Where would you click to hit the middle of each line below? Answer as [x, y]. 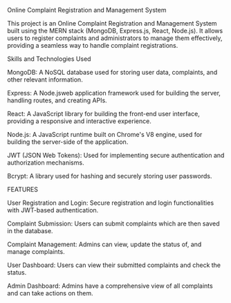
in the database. [30, 231]
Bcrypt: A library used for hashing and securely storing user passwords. [110, 176]
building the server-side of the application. [68, 142]
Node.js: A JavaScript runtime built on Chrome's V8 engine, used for [105, 135]
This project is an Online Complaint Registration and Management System [112, 23]
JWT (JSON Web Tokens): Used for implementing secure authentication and [116, 155]
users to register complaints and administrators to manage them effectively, [115, 38]
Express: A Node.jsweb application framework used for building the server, [114, 93]
